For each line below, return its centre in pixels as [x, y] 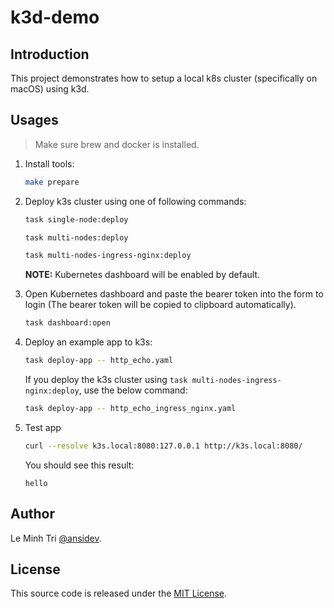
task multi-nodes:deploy [76, 237]
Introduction [50, 54]
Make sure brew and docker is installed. [117, 144]
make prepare [52, 182]
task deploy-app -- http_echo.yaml [99, 361]
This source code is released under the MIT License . [118, 593]
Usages [34, 120]
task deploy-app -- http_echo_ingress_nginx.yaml [130, 409]
